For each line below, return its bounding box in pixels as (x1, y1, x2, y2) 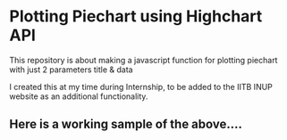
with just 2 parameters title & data (9, 64, 133, 75)
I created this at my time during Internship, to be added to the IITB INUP (9, 81, 273, 92)
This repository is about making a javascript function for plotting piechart (9, 54, 278, 65)
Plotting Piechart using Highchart (9, 6, 263, 27)
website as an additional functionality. (9, 91, 148, 102)
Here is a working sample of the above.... (9, 117, 243, 132)
